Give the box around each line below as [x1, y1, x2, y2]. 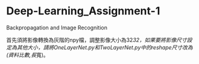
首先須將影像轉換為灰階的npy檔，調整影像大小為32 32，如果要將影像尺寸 [6, 36, 187, 43]
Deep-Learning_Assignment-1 [6, 4, 160, 18]
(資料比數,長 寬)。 [6, 51, 49, 58]
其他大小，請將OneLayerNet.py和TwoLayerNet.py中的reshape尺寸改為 [16, 44, 193, 51]
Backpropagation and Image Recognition [6, 24, 107, 31]
